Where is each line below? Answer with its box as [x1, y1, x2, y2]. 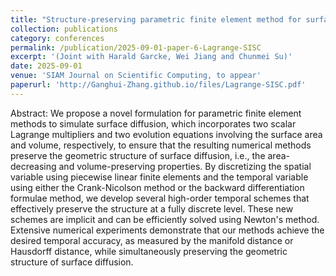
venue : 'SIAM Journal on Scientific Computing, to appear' [10, 71, 262, 81]
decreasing [10, 160, 57, 172]
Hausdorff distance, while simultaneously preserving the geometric [10, 245, 288, 257]
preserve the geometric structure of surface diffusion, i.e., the [10, 149, 266, 161]
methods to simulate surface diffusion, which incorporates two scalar [10, 117, 297, 130]
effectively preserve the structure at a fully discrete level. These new [10, 202, 294, 215]
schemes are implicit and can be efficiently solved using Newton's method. [10, 213, 320, 225]
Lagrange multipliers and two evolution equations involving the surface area [10, 128, 323, 140]
